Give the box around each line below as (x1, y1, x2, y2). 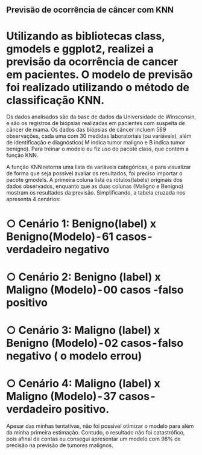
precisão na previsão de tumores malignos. (6, 441, 113, 449)
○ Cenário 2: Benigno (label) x (6, 270, 161, 283)
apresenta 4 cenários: (6, 196, 61, 203)
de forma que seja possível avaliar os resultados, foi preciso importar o (6, 170, 183, 177)
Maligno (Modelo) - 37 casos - (6, 390, 156, 404)
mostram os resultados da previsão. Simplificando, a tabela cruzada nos (6, 189, 186, 196)
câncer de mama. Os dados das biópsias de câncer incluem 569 (6, 126, 166, 134)
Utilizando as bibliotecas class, (6, 29, 165, 43)
